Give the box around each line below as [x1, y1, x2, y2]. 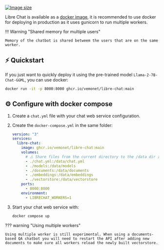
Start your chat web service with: [12, 204, 79, 210]
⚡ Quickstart [5, 56, 44, 64]
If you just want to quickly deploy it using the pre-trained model [5, 71, 133, 78]
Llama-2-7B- [133, 72, 158, 78]
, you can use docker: [24, 77, 68, 83]
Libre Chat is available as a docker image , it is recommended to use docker [5, 14, 156, 20]
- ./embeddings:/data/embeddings [25, 172, 94, 178]
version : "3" [12, 132, 39, 137]
